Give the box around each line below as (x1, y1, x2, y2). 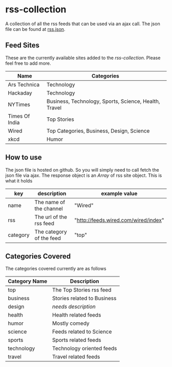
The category (34, 228, 68, 235)
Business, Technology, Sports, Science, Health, (47, 98, 160, 105)
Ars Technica (8, 81, 40, 88)
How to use (5, 153, 42, 162)
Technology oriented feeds (52, 345, 117, 352)
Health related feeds (52, 311, 101, 319)
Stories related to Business (52, 295, 117, 302)
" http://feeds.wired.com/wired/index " (74, 216, 164, 224)
